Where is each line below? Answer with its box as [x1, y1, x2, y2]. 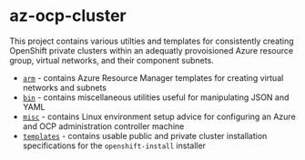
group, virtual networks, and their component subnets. [9, 55, 214, 65]
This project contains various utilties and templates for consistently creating [9, 35, 294, 46]
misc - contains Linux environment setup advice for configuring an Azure [22, 111, 296, 122]
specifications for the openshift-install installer [22, 140, 207, 151]
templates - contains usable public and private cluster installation [22, 130, 268, 141]
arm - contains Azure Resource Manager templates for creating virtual [22, 72, 284, 83]
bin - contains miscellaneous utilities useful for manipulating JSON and [22, 92, 290, 103]
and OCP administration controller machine [22, 120, 185, 132]
